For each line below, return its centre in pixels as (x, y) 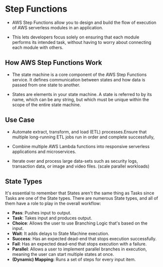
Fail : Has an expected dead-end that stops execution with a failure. (79, 244)
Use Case (20, 120)
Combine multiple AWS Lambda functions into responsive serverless (81, 146)
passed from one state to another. (46, 85)
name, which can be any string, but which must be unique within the (81, 99)
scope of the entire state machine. (46, 105)
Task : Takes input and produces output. (52, 218)
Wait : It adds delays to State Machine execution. (61, 234)
